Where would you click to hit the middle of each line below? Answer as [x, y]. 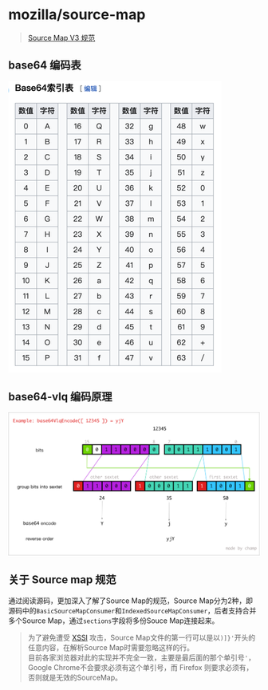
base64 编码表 [45, 65]
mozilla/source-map [77, 15]
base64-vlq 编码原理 [61, 397]
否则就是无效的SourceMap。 [75, 677]
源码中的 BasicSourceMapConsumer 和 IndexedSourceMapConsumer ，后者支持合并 [132, 610]
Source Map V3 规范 [61, 37]
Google [40, 667]
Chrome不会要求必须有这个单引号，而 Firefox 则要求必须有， [154, 667]
